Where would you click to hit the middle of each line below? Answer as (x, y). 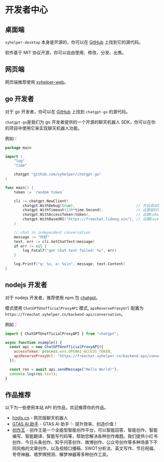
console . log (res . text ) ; (33, 374)
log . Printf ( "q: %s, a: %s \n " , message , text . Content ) (70, 264)
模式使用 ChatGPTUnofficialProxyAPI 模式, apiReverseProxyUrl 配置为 (74, 308)
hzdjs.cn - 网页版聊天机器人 (40, 418)
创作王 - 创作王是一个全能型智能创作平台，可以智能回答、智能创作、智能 (85, 430)
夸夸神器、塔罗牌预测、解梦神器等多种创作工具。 (61, 455)
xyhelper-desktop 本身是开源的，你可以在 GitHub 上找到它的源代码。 (74, 42)
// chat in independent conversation (52, 232)
